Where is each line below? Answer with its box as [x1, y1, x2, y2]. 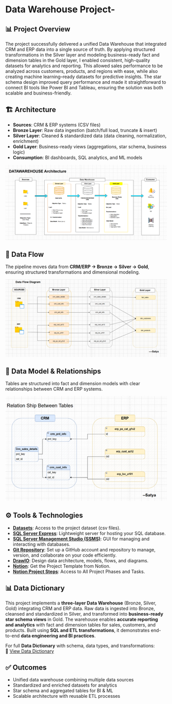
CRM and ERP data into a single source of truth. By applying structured [5, 46, 156, 52]
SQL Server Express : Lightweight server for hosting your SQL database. [12, 530, 166, 536]
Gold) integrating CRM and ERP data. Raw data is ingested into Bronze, [5, 605, 156, 612]
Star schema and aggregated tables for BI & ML [12, 688, 113, 694]
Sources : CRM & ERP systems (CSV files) [12, 122, 101, 128]
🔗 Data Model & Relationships [5, 367, 101, 375]
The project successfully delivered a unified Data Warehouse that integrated [5, 41, 167, 47]
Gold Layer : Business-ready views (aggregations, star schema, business [12, 143, 167, 149]
